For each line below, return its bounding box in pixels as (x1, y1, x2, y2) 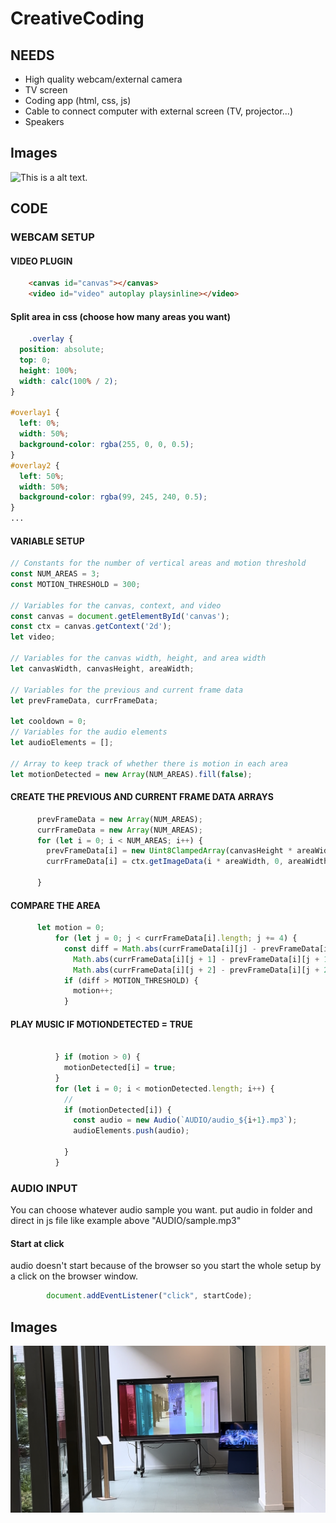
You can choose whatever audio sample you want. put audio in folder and (10, 1204, 313, 1216)
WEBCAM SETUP (10, 230, 95, 244)
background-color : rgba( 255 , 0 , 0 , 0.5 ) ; (19, 440, 195, 450)
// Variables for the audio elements (10, 727, 168, 737)
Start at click (10, 1237, 65, 1249)
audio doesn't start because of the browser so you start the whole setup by (10, 1260, 322, 1272)
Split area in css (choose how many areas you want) (10, 310, 231, 322)
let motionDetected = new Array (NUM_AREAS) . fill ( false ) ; (10, 769, 253, 779)
